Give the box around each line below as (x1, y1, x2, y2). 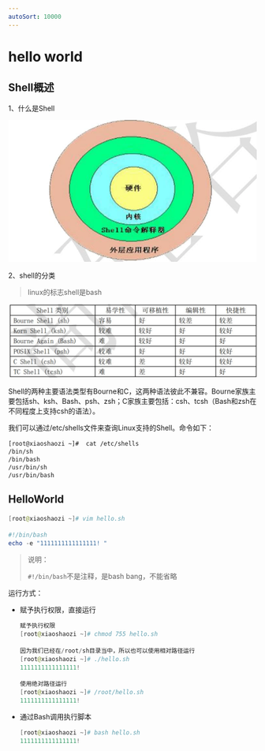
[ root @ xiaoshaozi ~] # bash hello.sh (19, 728, 140, 737)
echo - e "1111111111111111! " (8, 540, 108, 547)
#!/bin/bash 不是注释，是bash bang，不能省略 (27, 572, 177, 581)
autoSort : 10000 (8, 13, 62, 21)
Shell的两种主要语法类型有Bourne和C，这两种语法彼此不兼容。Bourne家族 (8, 387, 249, 396)
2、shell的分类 (8, 271, 56, 280)
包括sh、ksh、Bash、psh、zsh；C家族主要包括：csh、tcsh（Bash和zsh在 (14, 396, 257, 405)
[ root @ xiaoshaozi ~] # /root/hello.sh (19, 689, 144, 697)
